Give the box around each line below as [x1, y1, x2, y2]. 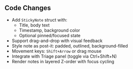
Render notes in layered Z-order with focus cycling [11, 58, 115, 64]
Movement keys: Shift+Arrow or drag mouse [11, 48, 102, 54]
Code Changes [4, 4, 51, 12]
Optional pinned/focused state [19, 32, 80, 38]
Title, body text [19, 22, 50, 28]
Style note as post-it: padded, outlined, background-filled [11, 43, 128, 48]
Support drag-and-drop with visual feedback [11, 38, 103, 44]
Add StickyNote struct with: [11, 17, 67, 23]
